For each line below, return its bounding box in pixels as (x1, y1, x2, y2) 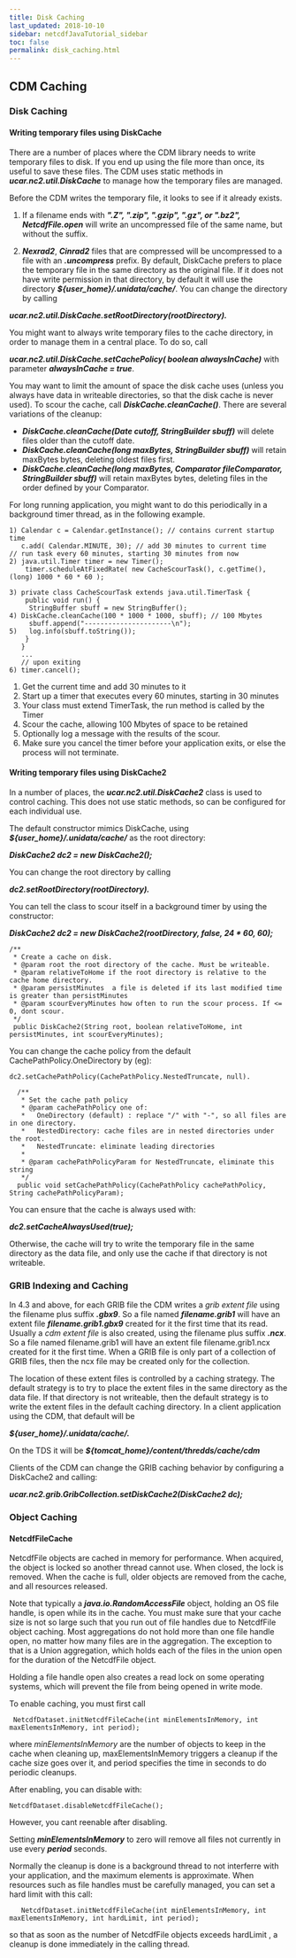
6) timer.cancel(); (9, 666, 81, 675)
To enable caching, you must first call (9, 1698, 146, 1709)
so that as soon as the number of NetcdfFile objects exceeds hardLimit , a (9, 1930, 278, 1940)
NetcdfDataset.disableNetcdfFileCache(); (9, 1801, 164, 1811)
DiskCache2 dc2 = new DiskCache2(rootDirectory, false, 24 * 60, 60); (9, 927, 274, 938)
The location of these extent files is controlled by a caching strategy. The (9, 1373, 276, 1384)
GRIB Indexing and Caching (9, 1279, 129, 1291)
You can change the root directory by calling (9, 866, 171, 878)
